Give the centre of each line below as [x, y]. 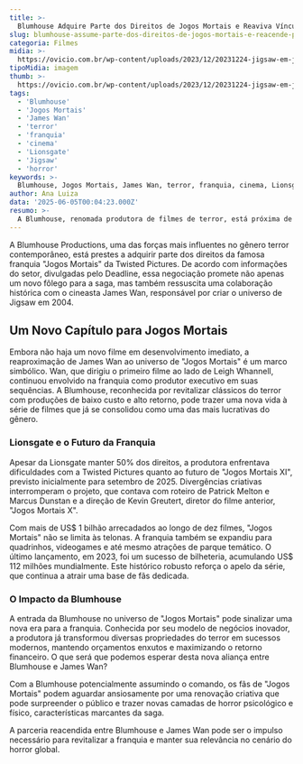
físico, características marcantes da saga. [87, 713]
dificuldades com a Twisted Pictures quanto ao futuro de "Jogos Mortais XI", [151, 472]
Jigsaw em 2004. [41, 302]
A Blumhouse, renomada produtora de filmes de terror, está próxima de [155, 219]
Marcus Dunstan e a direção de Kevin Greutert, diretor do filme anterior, [142, 501]
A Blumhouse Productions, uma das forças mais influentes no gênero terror [149, 244]
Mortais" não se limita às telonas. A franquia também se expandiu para [141, 537]
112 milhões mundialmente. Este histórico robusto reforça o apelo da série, [147, 566]
